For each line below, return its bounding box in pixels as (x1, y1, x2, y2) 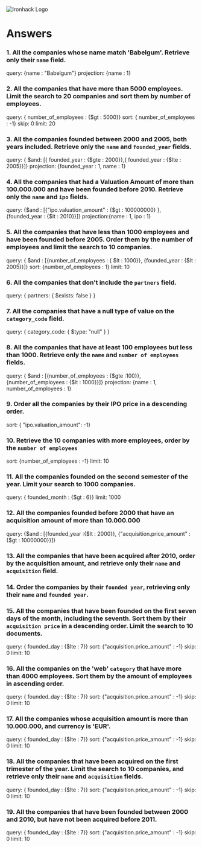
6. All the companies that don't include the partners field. (6, 278, 177, 287)
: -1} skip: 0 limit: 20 (6, 119, 56, 127)
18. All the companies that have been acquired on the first (6, 757, 178, 766)
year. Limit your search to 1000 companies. (6, 480, 136, 489)
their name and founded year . (6, 590, 89, 598)
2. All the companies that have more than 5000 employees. (6, 84, 183, 93)
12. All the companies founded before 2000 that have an (6, 509, 174, 517)
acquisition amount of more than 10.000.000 (6, 516, 140, 525)
